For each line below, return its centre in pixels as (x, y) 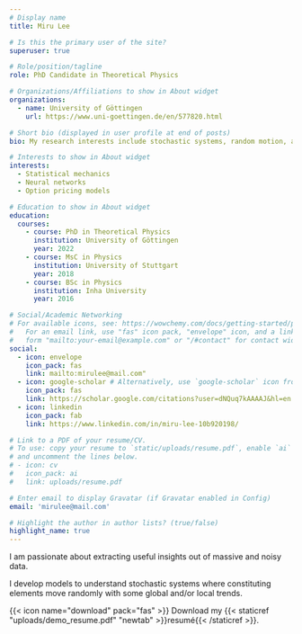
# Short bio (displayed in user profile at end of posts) (120, 133)
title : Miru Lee (40, 26)
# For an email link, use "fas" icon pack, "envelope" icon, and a (142, 332)
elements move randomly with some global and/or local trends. (126, 594)
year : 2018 (53, 274)
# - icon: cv (34, 465)
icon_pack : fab (54, 415)
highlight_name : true (50, 531)
